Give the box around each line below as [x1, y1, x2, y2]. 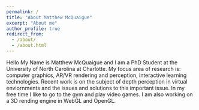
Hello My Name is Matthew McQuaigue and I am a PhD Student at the [6, 58, 178, 66]
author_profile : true [6, 25, 61, 32]
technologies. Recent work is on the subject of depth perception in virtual [6, 78, 188, 85]
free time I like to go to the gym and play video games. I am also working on [6, 91, 193, 98]
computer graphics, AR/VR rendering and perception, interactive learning [6, 72, 187, 79]
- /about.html [11, 43, 47, 49]
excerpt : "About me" [6, 20, 58, 26]
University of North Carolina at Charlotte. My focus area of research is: [6, 65, 181, 72]
